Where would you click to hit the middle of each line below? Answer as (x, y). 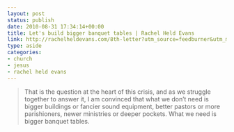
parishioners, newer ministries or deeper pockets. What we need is (120, 114)
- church (20, 59)
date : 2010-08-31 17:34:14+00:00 (56, 26)
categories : (24, 53)
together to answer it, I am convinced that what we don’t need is (116, 99)
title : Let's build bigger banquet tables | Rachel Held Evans (101, 33)
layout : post (26, 14)
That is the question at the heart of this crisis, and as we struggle (117, 92)
